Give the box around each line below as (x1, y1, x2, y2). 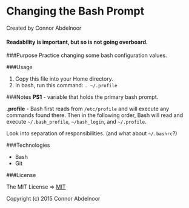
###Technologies (6, 141, 50, 149)
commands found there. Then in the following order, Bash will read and (6, 112, 184, 119)
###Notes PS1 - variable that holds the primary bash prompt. (6, 93, 159, 101)
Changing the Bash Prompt (6, 4, 144, 18)
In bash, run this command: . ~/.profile (15, 82, 118, 89)
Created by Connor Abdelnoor (6, 24, 82, 32)
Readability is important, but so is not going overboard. (6, 38, 148, 45)
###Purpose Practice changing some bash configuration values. (6, 52, 168, 59)
